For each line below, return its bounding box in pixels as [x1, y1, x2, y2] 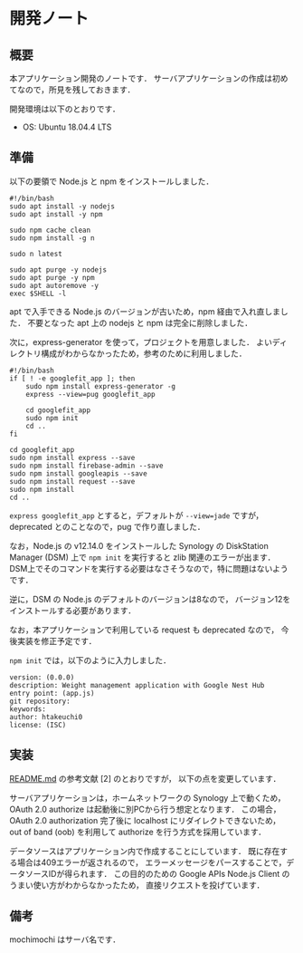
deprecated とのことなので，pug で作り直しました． [9, 521, 205, 532]
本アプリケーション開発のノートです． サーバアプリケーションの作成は [9, 73, 273, 83]
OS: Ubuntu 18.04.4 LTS [22, 121, 112, 132]
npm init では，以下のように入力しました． [9, 654, 172, 666]
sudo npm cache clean [9, 226, 91, 235]
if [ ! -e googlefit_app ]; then [9, 373, 136, 383]
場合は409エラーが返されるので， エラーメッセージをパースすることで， [16, 857, 287, 868]
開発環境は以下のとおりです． [9, 103, 120, 114]
